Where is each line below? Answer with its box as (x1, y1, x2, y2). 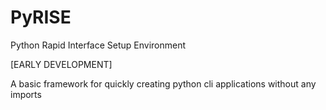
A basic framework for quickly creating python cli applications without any (10, 77, 317, 90)
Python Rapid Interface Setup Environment (10, 39, 187, 51)
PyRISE (10, 6, 72, 29)
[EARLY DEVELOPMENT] (10, 58, 113, 70)
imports (10, 88, 42, 100)
